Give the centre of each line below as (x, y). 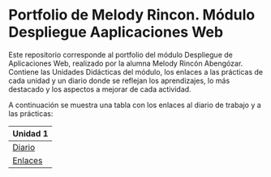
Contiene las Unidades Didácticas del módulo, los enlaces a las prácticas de (136, 71)
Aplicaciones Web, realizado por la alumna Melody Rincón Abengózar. (126, 63)
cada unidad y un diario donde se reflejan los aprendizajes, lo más (119, 80)
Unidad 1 (30, 133)
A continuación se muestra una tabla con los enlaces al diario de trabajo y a (135, 105)
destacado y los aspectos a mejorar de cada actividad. (100, 89)
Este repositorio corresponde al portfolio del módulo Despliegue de (120, 54)
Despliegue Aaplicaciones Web (116, 32)
